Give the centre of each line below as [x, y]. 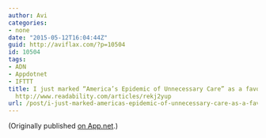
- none [19, 30]
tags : [17, 60]
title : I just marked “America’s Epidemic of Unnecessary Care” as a [125, 89]
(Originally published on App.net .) [63, 126]
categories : [28, 23]
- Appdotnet [28, 74]
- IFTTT [21, 81]
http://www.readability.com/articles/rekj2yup [93, 96]
